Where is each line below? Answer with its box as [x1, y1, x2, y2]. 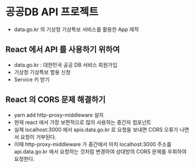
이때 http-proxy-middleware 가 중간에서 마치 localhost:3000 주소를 [13, 140, 172, 148]
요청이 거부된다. [20, 133, 57, 140]
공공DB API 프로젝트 [5, 5, 99, 19]
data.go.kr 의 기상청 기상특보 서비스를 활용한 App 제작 [13, 26, 139, 33]
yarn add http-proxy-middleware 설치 [13, 111, 104, 118]
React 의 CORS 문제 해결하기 [5, 95, 106, 105]
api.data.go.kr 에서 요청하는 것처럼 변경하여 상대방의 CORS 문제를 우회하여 [13, 148, 187, 155]
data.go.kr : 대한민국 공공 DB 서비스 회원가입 [13, 61, 118, 68]
